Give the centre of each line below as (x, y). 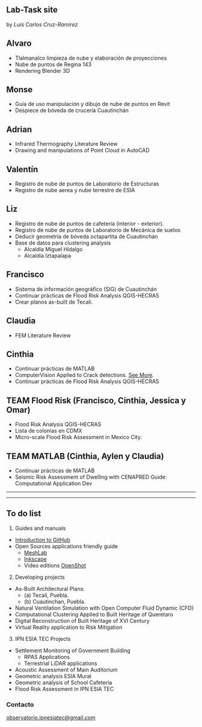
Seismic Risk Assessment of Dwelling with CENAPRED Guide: (91, 477)
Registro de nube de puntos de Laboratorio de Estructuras (87, 184)
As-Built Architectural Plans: (50, 588)
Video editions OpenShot (55, 565)
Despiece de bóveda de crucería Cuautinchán (72, 110)
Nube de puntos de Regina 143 (53, 64)
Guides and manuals (40, 528)
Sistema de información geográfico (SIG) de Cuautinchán (86, 289)
